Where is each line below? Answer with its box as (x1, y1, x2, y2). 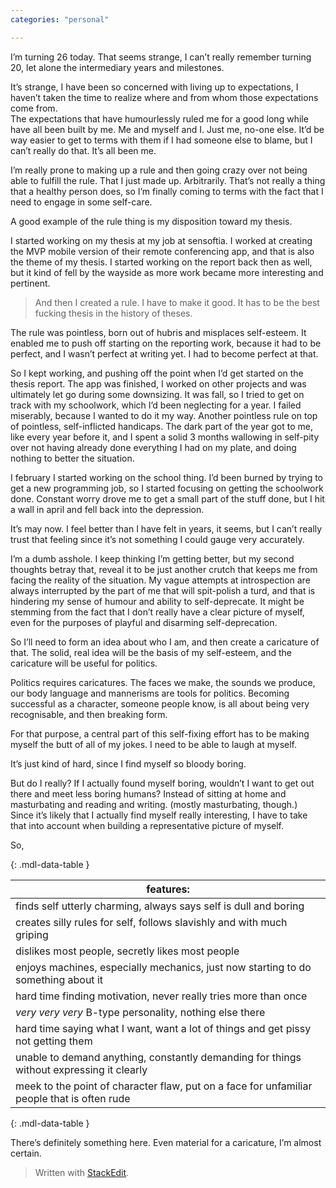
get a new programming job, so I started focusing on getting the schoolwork (10, 482, 324, 494)
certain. (10, 1147, 42, 1159)
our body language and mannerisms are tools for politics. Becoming (10, 687, 290, 699)
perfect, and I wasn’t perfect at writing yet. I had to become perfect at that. (10, 347, 319, 360)
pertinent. (10, 277, 51, 289)
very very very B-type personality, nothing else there (15, 1005, 266, 1019)
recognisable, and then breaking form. (10, 708, 168, 720)
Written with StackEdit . (34, 1166, 130, 1178)
